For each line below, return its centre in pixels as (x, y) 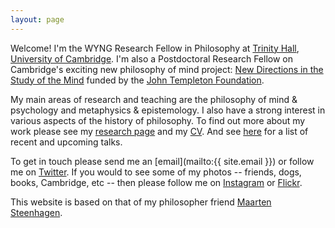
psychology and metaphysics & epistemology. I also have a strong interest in (168, 110)
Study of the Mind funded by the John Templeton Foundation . (137, 80)
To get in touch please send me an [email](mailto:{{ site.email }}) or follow (162, 161)
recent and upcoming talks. (66, 142)
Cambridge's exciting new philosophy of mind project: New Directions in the (167, 69)
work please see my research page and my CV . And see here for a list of (159, 131)
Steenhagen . (36, 212)
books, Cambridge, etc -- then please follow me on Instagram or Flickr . (156, 182)
